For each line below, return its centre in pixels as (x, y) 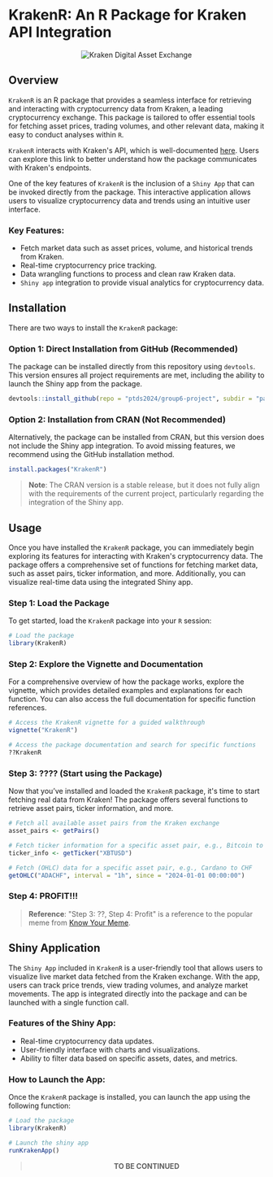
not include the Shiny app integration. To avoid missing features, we (122, 446)
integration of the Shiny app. (76, 503)
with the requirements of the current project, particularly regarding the (146, 494)
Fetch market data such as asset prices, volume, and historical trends (136, 248)
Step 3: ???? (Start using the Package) (85, 773)
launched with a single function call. (69, 1002)
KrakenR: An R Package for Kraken (128, 15)
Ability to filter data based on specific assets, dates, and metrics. (129, 1058)
